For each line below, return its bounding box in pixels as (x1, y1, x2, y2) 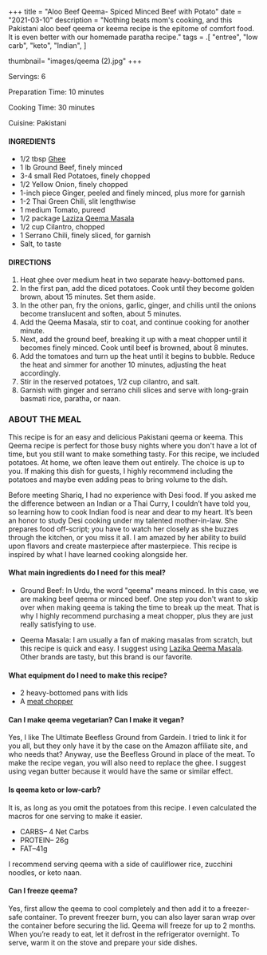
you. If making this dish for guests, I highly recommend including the (8, 466, 234, 476)
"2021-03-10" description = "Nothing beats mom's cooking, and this (8, 15, 233, 25)
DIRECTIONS (8, 257, 52, 267)
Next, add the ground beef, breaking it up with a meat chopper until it (19, 335, 247, 344)
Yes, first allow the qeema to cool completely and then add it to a (8, 903, 222, 913)
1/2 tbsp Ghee (19, 154, 66, 164)
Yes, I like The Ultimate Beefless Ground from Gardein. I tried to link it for (8, 733, 247, 742)
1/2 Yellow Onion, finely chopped (19, 180, 128, 189)
